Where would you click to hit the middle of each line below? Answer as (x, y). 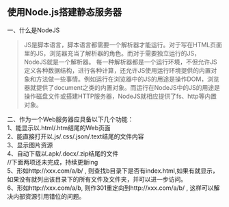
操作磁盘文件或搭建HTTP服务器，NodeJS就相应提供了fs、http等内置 (120, 96)
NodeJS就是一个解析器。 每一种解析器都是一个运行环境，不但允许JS (120, 62)
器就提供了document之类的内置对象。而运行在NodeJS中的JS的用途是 (122, 87)
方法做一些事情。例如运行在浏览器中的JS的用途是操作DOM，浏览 (128, 79)
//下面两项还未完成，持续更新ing (53, 162)
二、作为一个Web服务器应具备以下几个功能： (70, 119)
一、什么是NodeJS (33, 30)
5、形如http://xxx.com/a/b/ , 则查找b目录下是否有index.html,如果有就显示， (113, 171)
